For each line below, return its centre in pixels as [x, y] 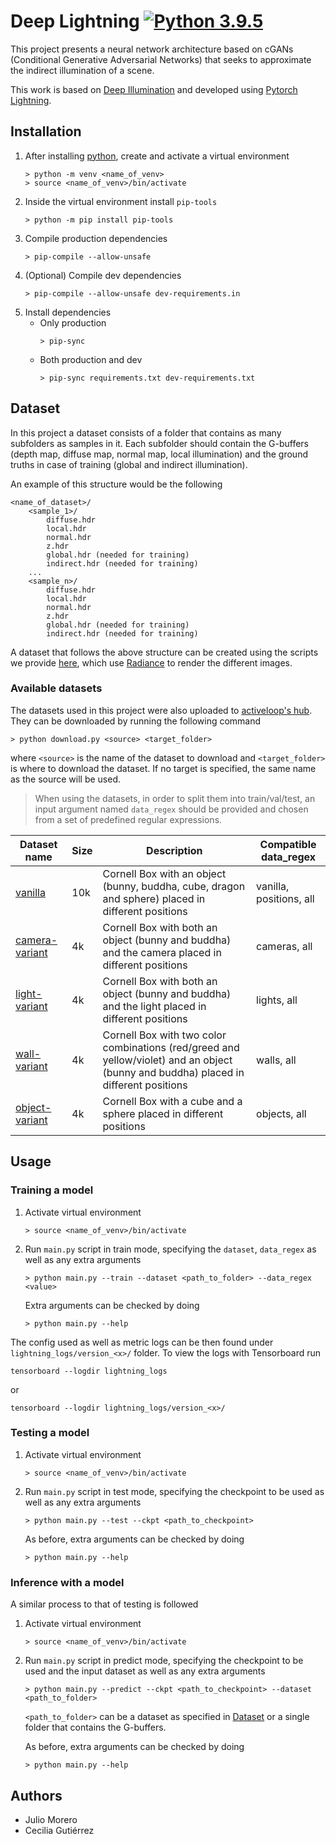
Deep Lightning [75, 21]
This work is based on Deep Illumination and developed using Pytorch [154, 89]
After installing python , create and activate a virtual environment [157, 156]
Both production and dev [91, 359]
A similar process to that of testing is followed [104, 1604]
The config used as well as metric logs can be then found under [142, 1342]
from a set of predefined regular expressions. [128, 819]
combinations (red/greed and [171, 1047]
